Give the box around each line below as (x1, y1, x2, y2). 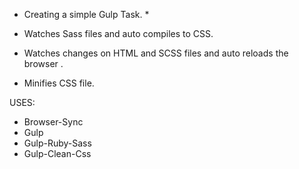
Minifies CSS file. (23, 77, 95, 89)
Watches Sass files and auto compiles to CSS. (23, 28, 214, 39)
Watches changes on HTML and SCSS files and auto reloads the (23, 47, 289, 59)
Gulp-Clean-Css (23, 148, 92, 159)
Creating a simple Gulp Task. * (23, 9, 150, 20)
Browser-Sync (23, 116, 84, 128)
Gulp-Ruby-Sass (23, 137, 92, 149)
